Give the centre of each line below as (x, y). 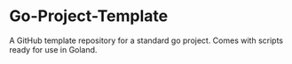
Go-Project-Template (89, 16)
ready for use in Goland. (53, 49)
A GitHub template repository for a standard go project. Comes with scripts (146, 40)
